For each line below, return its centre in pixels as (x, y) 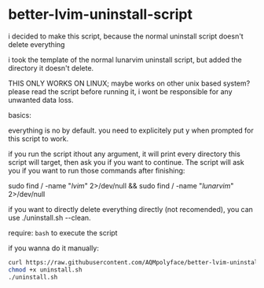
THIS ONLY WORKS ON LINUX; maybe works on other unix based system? (129, 83)
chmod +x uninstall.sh (45, 270)
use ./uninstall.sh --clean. (50, 217)
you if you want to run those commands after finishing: (97, 170)
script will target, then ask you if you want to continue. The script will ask (126, 162)
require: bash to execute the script (63, 232)
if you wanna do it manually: (54, 248)
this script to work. (38, 138)
